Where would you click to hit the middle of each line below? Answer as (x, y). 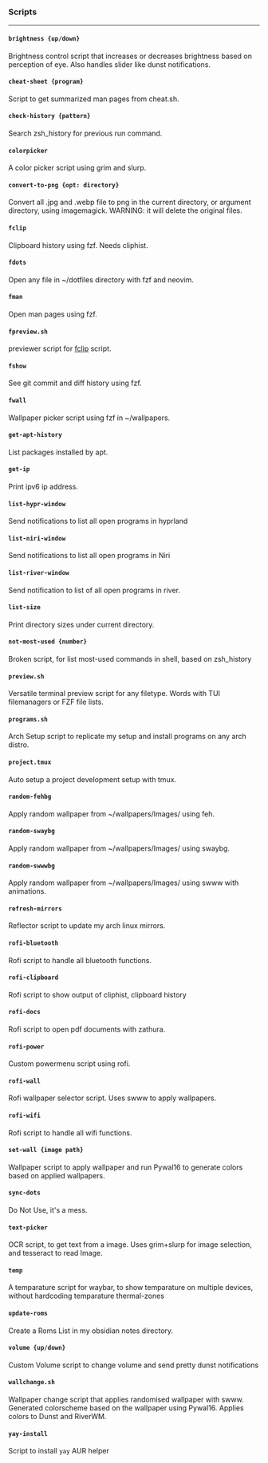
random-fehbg (30, 797)
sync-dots (25, 1193)
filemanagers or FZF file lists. (56, 702)
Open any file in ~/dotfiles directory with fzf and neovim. (101, 279)
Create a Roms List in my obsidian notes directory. (91, 1331)
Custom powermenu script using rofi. (69, 1064)
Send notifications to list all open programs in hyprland (98, 521)
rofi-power (26, 1047)
